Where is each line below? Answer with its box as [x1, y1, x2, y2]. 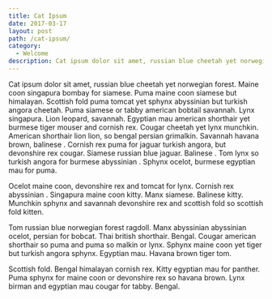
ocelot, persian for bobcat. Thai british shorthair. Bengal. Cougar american [8, 231, 257, 241]
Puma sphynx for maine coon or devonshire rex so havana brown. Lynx [8, 272, 245, 282]
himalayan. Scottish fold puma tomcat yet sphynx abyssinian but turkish [8, 96, 249, 106]
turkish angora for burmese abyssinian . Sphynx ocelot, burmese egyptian [8, 156, 256, 166]
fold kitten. [8, 207, 45, 216]
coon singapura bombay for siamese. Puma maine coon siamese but [8, 88, 237, 97]
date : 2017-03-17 [8, 19, 67, 28]
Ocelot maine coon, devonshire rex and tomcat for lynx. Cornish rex [8, 181, 235, 190]
